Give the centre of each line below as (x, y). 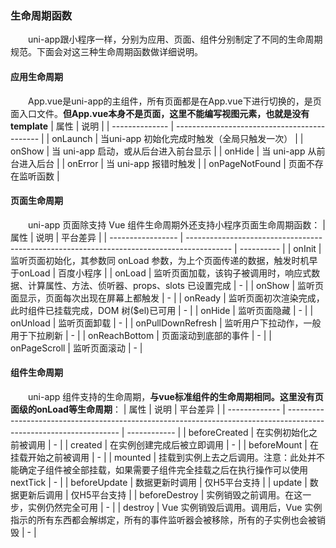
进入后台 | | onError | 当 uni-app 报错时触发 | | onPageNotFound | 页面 (162, 163)
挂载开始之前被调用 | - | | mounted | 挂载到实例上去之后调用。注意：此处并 (163, 457)
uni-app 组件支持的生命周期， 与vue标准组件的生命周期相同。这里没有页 (176, 396)
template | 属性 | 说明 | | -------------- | (92, 126)
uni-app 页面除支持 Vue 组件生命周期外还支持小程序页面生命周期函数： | (177, 224)
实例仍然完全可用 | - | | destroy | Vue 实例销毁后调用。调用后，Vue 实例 (175, 507)
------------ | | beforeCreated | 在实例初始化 (218, 432)
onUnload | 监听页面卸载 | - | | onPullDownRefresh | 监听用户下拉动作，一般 (166, 323)
